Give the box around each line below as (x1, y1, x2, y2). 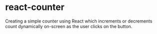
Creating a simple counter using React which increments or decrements (5, 18, 153, 24)
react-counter (5, 1, 65, 13)
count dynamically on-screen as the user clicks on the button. (5, 23, 133, 29)
